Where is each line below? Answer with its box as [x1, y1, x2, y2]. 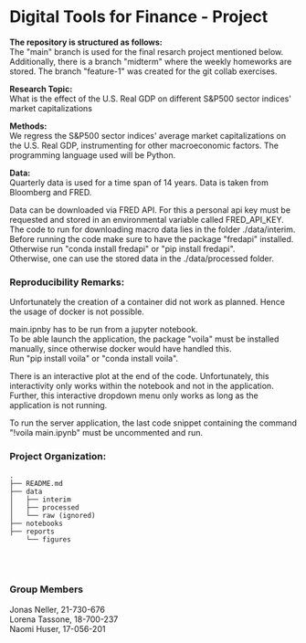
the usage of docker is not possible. [9, 306, 144, 317]
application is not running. [9, 400, 108, 411]
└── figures [26, 534, 71, 544]
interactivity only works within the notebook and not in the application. [9, 381, 274, 392]
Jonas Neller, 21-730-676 [9, 604, 105, 615]
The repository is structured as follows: [9, 37, 163, 47]
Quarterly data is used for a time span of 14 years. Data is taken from [9, 176, 269, 188]
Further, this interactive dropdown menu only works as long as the [9, 390, 259, 401]
